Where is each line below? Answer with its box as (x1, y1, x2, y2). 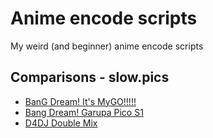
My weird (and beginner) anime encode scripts (10, 40, 204, 52)
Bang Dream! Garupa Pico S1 (24, 106, 144, 118)
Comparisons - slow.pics (10, 69, 170, 86)
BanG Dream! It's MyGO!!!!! (24, 95, 137, 107)
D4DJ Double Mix (24, 117, 98, 129)
